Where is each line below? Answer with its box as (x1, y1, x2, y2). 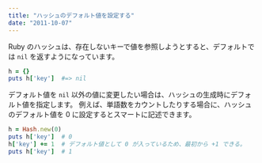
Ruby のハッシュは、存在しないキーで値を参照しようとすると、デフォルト (8, 41, 248, 51)
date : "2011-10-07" (8, 19, 73, 27)
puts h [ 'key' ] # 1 (8, 147, 73, 155)
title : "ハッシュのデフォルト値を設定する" (8, 11, 135, 20)
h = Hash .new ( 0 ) (8, 126, 62, 134)
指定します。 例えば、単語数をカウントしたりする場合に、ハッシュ (35, 100, 253, 109)
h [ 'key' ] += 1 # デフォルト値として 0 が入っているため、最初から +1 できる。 (8, 140, 246, 148)
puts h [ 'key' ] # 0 (8, 133, 73, 141)
